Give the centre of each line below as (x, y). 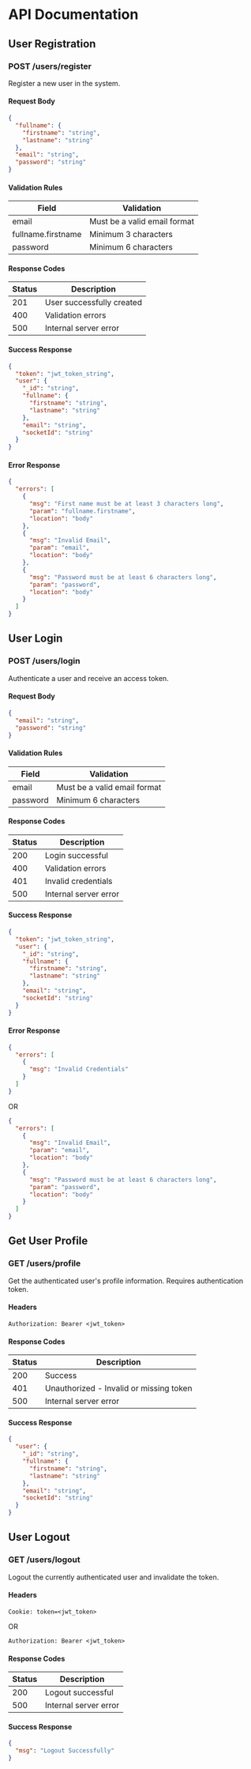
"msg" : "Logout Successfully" (65, 1751)
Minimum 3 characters (131, 235)
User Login (36, 639)
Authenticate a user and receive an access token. (89, 678)
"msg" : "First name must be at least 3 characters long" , (126, 504)
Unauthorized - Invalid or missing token (118, 1388)
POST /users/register (50, 66)
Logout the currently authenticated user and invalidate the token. (114, 1577)
